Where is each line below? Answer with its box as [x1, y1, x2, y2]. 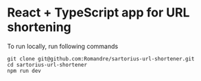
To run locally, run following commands [7, 42, 119, 50]
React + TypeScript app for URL [7, 5, 190, 21]
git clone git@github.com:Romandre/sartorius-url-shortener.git [7, 55, 195, 62]
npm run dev [7, 67, 41, 74]
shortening [7, 19, 72, 35]
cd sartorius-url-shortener [7, 61, 88, 68]
